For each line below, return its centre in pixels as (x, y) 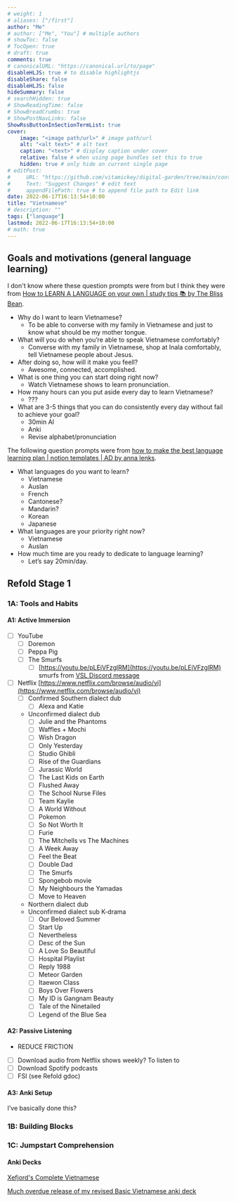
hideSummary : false (36, 92)
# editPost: (25, 170)
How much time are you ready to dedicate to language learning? (110, 554)
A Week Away (58, 848)
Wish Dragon (57, 737)
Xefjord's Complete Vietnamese (53, 1177)
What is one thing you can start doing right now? (88, 377)
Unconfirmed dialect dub (64, 714)
